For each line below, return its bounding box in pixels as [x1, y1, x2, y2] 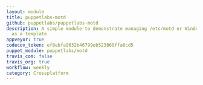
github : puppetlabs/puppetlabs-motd [6, 20, 98, 26]
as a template [11, 31, 47, 37]
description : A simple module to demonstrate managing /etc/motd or [6, 25, 182, 32]
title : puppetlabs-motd [6, 14, 66, 20]
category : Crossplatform [6, 70, 69, 76]
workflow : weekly [6, 64, 50, 71]
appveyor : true [6, 37, 45, 42]
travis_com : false [6, 53, 53, 59]
